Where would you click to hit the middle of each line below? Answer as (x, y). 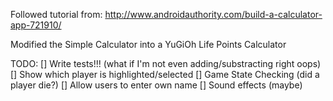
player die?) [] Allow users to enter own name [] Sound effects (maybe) (156, 85)
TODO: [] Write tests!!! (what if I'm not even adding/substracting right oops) (166, 63)
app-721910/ (36, 25)
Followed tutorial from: (56, 14)
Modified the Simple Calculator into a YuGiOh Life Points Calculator (148, 44)
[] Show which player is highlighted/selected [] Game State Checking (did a (165, 74)
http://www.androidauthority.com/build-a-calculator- (213, 14)
